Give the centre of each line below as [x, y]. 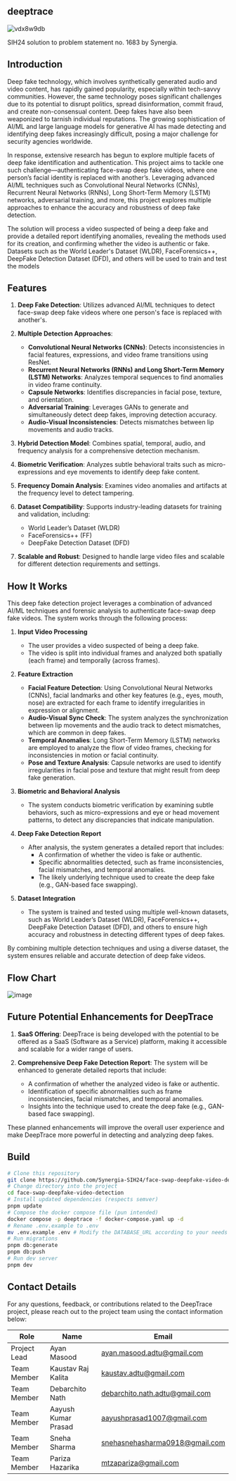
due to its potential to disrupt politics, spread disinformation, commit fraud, [115, 104]
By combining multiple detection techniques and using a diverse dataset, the [118, 948]
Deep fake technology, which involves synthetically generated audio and [112, 81]
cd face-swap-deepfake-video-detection [66, 1193]
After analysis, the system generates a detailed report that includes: [126, 847]
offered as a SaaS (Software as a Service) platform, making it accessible [122, 1041]
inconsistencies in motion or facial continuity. [93, 755]
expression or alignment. [64, 711]
